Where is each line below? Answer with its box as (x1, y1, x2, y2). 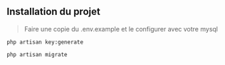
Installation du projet (6, 6, 100, 18)
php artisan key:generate (6, 39, 83, 46)
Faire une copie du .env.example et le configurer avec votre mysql (23, 24, 219, 33)
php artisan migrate (6, 51, 68, 58)
